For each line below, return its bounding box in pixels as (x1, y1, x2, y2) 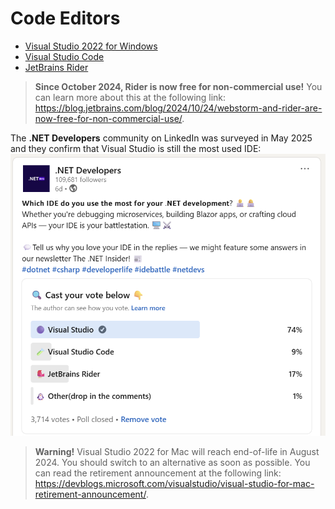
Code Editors (10, 7, 121, 30)
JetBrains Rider (24, 61, 89, 73)
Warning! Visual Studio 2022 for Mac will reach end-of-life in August (34, 445, 320, 457)
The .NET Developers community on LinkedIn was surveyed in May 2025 (10, 132, 313, 144)
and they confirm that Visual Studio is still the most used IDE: (10, 142, 262, 154)
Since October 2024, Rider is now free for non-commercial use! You (34, 80, 323, 92)
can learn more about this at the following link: (34, 91, 227, 103)
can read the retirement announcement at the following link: (34, 467, 282, 479)
